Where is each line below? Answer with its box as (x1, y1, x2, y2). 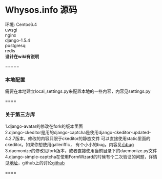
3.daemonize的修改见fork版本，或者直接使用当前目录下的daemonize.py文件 (5, 147, 158, 154)
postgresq (5, 42, 26, 48)
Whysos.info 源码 (5, 4, 78, 16)
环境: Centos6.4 (5, 21, 38, 27)
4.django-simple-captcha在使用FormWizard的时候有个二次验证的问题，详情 (5, 154, 158, 159)
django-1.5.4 (5, 37, 31, 43)
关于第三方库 (5, 111, 36, 118)
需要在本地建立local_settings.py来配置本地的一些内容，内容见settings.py (5, 88, 151, 94)
